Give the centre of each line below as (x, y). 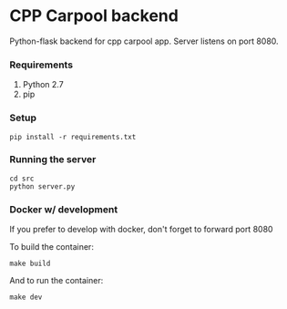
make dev (26, 297)
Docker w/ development (64, 209)
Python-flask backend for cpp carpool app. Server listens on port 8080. (144, 41)
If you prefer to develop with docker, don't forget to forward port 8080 (141, 230)
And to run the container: (56, 281)
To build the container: (51, 247)
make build (30, 264)
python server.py (42, 186)
